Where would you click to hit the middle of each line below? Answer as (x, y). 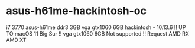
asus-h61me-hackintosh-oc (76, 11)
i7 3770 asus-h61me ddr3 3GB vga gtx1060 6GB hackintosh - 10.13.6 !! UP (96, 27)
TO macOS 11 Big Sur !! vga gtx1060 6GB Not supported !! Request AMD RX (97, 33)
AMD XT (16, 40)
